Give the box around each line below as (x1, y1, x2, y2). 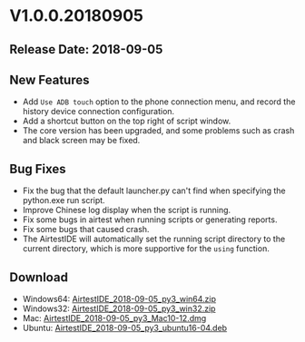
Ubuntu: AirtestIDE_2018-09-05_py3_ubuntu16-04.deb (22, 323, 228, 334)
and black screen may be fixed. (22, 135, 141, 146)
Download (9, 269, 68, 285)
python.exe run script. (22, 195, 106, 206)
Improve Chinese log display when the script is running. (22, 205, 231, 216)
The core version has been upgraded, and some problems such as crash (22, 125, 295, 136)
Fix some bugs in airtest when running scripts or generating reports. (22, 214, 278, 225)
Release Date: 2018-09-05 (9, 42, 163, 57)
